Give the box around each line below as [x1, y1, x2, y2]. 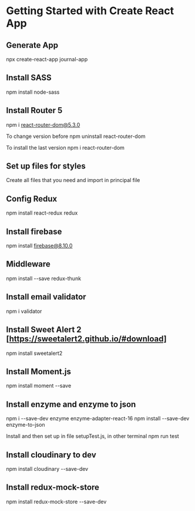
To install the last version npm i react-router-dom [6, 144, 125, 151]
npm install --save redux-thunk [6, 275, 81, 282]
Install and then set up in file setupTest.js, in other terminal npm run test [6, 433, 179, 440]
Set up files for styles [6, 161, 86, 172]
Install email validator [6, 292, 86, 302]
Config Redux [6, 193, 58, 204]
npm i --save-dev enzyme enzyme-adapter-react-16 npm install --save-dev [6, 415, 190, 422]
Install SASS [6, 72, 52, 83]
